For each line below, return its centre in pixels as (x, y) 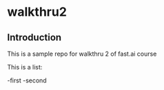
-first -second (27, 80)
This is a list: (25, 67)
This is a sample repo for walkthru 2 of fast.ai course (82, 54)
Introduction (34, 37)
